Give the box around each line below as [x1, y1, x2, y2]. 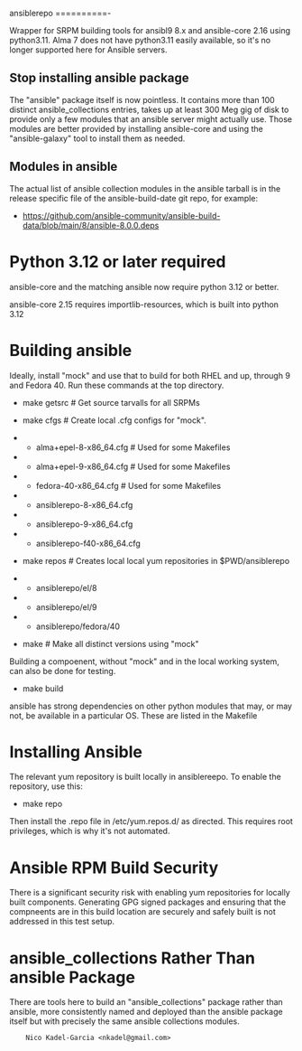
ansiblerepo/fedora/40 [35, 621, 120, 632]
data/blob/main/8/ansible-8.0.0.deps [22, 220, 160, 230]
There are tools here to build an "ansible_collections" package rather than [9, 997, 284, 1008]
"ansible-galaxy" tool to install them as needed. [9, 133, 186, 144]
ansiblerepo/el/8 [35, 582, 97, 593]
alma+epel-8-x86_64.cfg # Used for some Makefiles [35, 442, 231, 453]
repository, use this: [9, 781, 83, 792]
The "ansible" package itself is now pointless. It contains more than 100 [9, 94, 275, 105]
